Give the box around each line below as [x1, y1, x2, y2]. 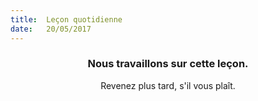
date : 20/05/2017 [10, 24, 92, 34]
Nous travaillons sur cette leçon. [87, 57, 249, 71]
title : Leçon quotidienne [10, 14, 123, 25]
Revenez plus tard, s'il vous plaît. [100, 79, 236, 91]
